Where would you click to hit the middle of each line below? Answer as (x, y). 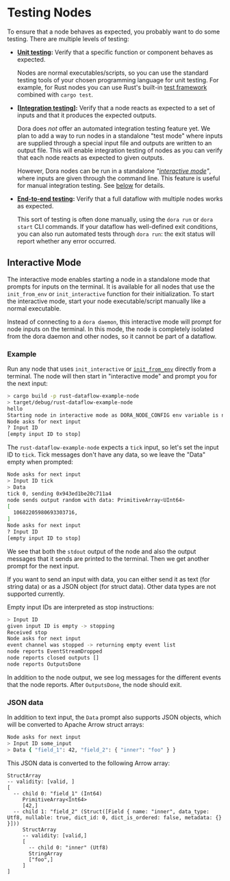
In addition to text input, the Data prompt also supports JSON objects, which (114, 717)
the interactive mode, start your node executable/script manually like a (106, 301)
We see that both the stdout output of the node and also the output (102, 551)
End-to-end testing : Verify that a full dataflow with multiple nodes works (120, 198)
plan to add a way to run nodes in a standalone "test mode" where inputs (120, 136)
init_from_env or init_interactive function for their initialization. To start (111, 293)
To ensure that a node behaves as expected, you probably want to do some (114, 32)
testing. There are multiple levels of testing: (68, 38)
